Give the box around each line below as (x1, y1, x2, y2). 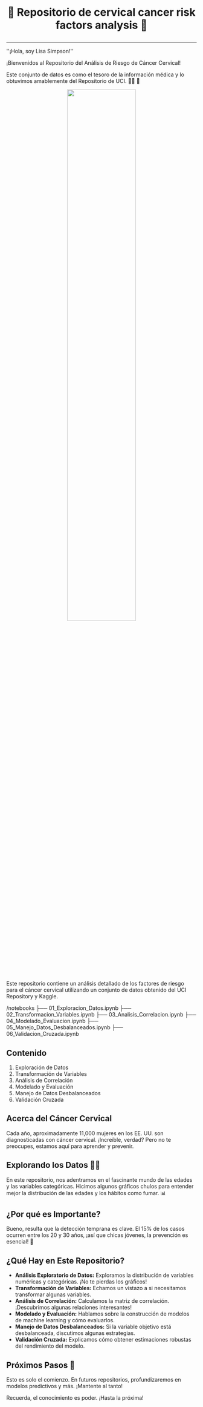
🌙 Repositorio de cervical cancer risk (7, 5, 196, 19)
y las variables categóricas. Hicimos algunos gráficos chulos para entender (6, 1182, 194, 1190)
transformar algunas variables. (14, 1291, 92, 1298)
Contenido (6, 1047, 47, 1058)
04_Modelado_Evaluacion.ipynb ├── (6, 1017, 98, 1025)
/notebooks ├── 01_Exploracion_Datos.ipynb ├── (6, 1004, 132, 1012)
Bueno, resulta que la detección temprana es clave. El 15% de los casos (6, 1225, 185, 1233)
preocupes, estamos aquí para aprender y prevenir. (6, 1142, 134, 1150)
